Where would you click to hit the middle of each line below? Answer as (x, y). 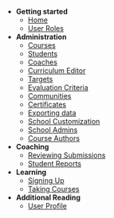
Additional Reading (48, 197)
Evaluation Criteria (58, 88)
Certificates (47, 104)
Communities (49, 96)
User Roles (45, 28)
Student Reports (55, 163)
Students (43, 54)
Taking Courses (53, 189)
